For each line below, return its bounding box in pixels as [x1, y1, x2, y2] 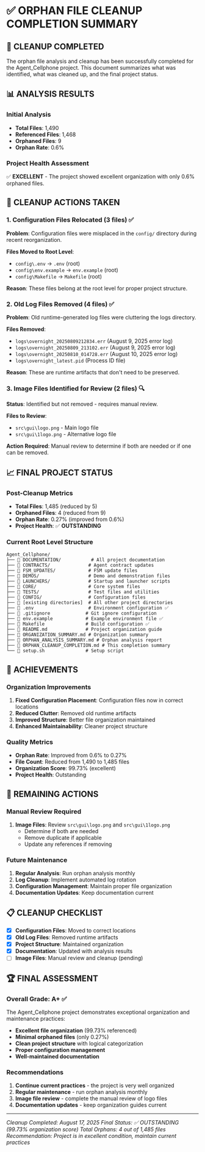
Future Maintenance [6, 856, 68, 864]
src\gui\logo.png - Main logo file [15, 424, 99, 431]
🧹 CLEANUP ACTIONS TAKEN [6, 197, 120, 208]
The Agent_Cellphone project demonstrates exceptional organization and [6, 1008, 190, 1016]
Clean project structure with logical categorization [15, 1040, 143, 1048]
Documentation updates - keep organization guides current [15, 1101, 167, 1109]
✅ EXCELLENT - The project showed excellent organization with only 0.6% [6, 172, 195, 180]
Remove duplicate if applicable [24, 834, 102, 841]
